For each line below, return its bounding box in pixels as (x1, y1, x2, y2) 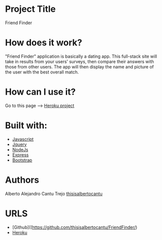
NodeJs (12, 146, 28, 152)
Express (12, 152, 29, 158)
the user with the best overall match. (5, 69, 79, 75)
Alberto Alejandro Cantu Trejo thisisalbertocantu (5, 191, 103, 197)
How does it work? (5, 37, 82, 48)
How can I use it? (5, 86, 76, 98)
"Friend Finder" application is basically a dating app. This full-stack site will (5, 53, 157, 59)
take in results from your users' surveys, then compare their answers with (5, 58, 155, 65)
